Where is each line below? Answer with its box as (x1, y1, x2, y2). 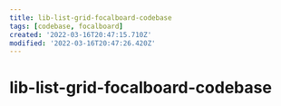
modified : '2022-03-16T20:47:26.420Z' (9, 38, 156, 48)
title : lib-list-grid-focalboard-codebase (9, 13, 172, 23)
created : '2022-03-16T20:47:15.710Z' (9, 30, 152, 39)
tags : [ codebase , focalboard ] (9, 22, 124, 31)
